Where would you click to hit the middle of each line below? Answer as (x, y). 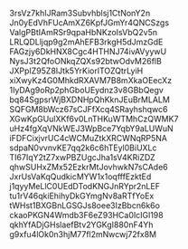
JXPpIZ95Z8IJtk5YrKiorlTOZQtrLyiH (76, 71)
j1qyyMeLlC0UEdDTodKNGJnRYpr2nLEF (85, 186)
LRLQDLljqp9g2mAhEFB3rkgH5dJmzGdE (86, 42)
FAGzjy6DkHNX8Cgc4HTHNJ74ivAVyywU (88, 52)
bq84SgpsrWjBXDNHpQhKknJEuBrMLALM (89, 100)
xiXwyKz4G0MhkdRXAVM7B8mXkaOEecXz (91, 80)
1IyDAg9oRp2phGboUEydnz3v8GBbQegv (87, 90)
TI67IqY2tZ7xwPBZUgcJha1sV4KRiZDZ (82, 157)
